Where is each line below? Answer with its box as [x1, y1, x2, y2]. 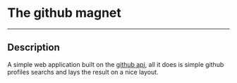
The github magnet [7, 5, 122, 21]
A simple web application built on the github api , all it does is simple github [7, 60, 224, 68]
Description [7, 41, 60, 53]
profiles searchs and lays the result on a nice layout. [7, 68, 159, 76]
